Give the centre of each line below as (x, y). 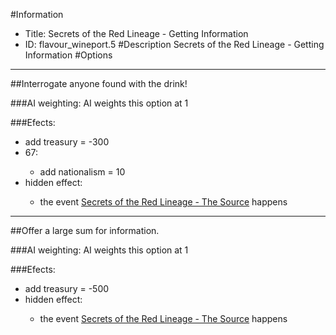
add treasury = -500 (67, 288)
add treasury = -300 (67, 142)
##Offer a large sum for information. (85, 230)
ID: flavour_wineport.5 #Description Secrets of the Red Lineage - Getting (174, 44)
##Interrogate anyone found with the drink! (99, 83)
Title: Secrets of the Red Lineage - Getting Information (136, 33)
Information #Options (68, 55)
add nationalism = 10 (82, 172)
